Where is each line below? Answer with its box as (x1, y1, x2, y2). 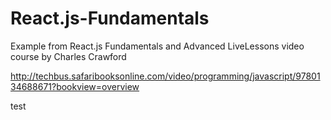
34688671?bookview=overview (10, 80, 140, 92)
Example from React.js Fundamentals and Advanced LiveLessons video (10, 40, 305, 52)
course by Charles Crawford (10, 50, 127, 62)
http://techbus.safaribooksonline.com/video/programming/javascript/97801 (10, 70, 321, 82)
